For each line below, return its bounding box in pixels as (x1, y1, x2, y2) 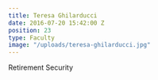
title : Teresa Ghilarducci (8, 11, 98, 20)
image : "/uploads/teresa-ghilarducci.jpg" (8, 41, 151, 49)
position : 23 (8, 26, 52, 34)
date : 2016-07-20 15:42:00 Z (8, 19, 105, 27)
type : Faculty (8, 33, 56, 42)
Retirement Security (8, 63, 74, 72)
